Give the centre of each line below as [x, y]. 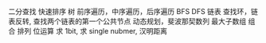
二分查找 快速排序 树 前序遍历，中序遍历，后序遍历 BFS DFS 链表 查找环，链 [133, 11]
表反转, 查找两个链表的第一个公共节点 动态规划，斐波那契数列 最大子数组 [127, 21]
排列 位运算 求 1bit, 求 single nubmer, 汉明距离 [92, 31]
